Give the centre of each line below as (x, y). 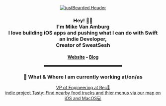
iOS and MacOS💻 (83, 99)
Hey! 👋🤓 (83, 20)
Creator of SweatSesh (83, 45)
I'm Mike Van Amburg (83, 27)
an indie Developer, (83, 39)
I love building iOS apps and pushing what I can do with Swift (83, 33)
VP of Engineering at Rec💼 (83, 88)
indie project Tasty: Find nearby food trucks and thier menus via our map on (83, 93)
